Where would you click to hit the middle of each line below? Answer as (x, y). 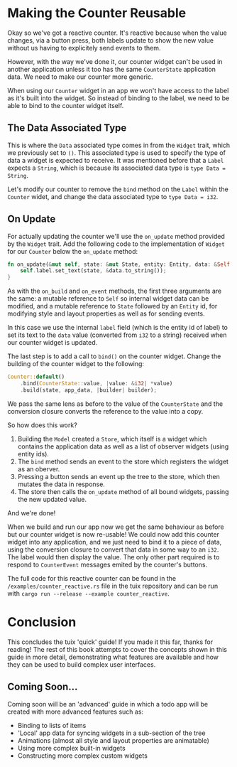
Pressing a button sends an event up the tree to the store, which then (118, 476)
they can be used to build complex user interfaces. (82, 664)
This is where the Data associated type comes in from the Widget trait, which (119, 145)
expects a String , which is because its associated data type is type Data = (116, 168)
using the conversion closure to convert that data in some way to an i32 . (113, 549)
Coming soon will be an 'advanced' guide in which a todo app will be (108, 704)
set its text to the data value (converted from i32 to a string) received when (117, 335)
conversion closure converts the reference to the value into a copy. (105, 411)
